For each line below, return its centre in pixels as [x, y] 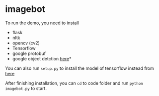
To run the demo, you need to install [42, 23]
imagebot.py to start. [26, 88]
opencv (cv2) [26, 43]
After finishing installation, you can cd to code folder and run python [74, 83]
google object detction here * [42, 58]
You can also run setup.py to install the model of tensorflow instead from [79, 68]
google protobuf [29, 53]
